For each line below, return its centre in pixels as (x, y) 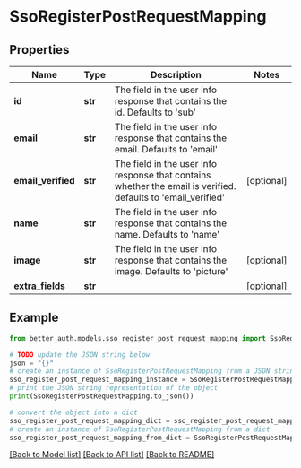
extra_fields (39, 286)
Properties (39, 50)
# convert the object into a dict (74, 412)
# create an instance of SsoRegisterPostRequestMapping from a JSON (140, 371)
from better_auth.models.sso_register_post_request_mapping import (138, 338)
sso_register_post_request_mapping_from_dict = (100, 438)
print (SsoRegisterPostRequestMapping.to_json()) (102, 396)
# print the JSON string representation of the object (114, 388)
